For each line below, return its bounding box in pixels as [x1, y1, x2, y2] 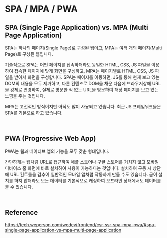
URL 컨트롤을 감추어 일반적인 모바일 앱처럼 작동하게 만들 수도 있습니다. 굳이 [10, 171, 157, 177]
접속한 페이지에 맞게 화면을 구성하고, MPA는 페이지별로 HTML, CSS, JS [14, 68, 154, 74]
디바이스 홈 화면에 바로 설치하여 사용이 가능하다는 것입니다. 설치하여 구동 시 [5, 165, 152, 171]
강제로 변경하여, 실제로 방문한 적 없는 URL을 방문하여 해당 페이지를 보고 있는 [10, 87, 159, 93]
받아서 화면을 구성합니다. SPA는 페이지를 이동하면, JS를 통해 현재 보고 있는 [14, 74, 160, 80]
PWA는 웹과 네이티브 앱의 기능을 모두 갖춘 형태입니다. [5, 148, 110, 154]
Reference [5, 208, 38, 217]
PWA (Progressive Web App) [5, 134, 96, 143]
